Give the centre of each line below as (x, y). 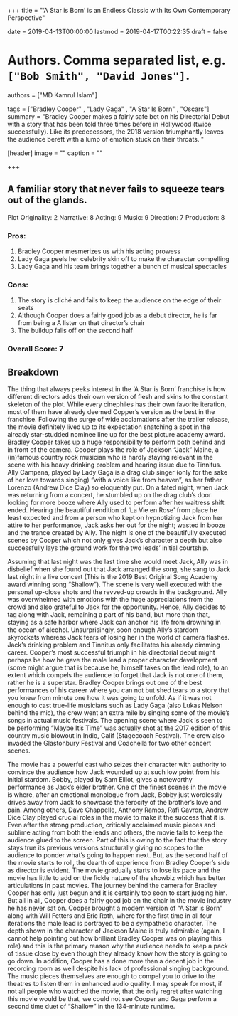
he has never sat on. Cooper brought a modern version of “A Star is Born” (115, 908)
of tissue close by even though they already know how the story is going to (117, 953)
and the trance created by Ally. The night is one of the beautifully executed (117, 533)
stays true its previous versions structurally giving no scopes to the (106, 848)
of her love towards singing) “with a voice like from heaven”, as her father (115, 480)
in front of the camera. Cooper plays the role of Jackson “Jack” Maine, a (113, 450)
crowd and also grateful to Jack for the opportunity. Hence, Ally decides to (117, 607)
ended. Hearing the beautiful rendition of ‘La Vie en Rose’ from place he (113, 510)
